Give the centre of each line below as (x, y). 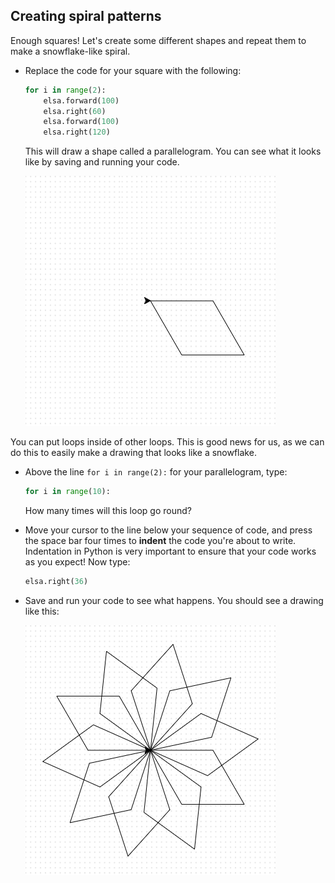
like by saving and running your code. (102, 162)
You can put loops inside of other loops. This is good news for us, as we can (167, 442)
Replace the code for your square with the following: (133, 70)
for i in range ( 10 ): (67, 492)
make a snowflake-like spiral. (70, 51)
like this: (42, 611)
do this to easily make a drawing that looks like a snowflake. (133, 453)
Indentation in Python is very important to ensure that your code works (170, 551)
